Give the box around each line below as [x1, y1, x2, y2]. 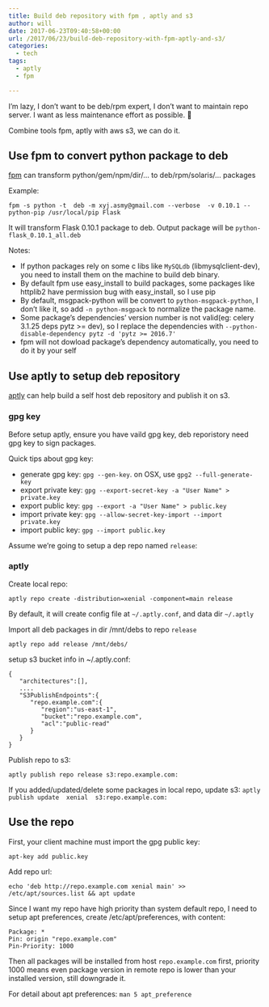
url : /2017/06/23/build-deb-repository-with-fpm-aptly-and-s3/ [8, 34, 226, 43]
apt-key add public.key [8, 853, 89, 861]
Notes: [8, 246, 31, 256]
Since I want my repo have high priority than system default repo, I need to [8, 903, 257, 913]
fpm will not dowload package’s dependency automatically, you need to [19, 337, 258, 347]
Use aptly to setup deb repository [8, 369, 180, 383]
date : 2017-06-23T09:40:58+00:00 [8, 27, 121, 35]
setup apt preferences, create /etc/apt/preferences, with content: [8, 912, 226, 922]
